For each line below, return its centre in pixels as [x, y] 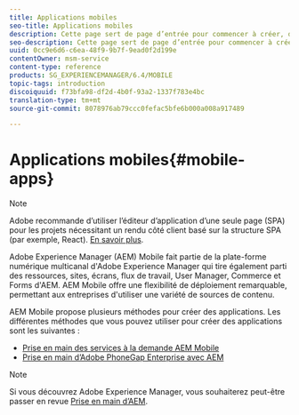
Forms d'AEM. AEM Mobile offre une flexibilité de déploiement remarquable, [148, 285]
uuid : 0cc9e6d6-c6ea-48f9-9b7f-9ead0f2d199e [93, 51]
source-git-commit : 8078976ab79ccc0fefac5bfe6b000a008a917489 [127, 108]
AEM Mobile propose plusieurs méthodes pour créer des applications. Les [145, 312]
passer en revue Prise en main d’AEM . [79, 402]
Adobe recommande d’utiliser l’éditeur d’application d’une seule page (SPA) [147, 221]
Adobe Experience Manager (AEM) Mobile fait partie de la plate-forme [138, 257]
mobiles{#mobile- [177, 160]
